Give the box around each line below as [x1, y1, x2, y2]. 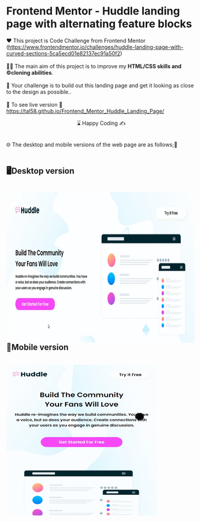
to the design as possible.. [6, 88, 72, 95]
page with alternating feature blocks [6, 17, 193, 31]
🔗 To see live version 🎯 [6, 101, 63, 108]
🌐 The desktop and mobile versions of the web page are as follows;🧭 [6, 140, 178, 148]
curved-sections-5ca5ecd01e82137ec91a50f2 [6, 49, 120, 57]
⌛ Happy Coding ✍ [77, 119, 126, 127]
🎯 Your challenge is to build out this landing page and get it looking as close [6, 81, 194, 89]
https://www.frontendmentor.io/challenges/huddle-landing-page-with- [8, 43, 184, 51]
